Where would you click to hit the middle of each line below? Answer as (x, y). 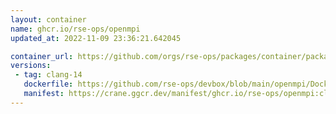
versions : (31, 66)
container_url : (42, 56)
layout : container (48, 19)
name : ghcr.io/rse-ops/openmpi (75, 29)
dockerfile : (48, 84)
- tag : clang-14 (48, 75)
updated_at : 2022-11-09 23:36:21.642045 (96, 38)
